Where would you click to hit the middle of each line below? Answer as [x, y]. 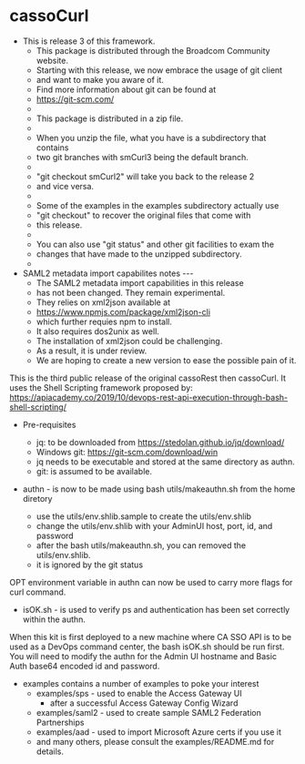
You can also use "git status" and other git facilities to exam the [155, 244]
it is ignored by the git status [90, 565]
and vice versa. [65, 186]
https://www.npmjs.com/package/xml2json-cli [123, 311]
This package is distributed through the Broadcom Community [153, 50]
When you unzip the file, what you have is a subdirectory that [151, 138]
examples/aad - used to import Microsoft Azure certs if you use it [159, 732]
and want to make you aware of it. [100, 79]
